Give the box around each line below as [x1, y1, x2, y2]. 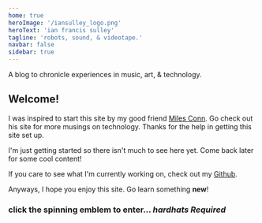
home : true [8, 11, 44, 20]
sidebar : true [8, 48, 55, 56]
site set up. [8, 130, 45, 139]
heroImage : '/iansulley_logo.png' [8, 19, 122, 27]
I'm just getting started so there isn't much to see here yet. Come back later [8, 145, 254, 154]
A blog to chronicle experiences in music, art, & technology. [8, 70, 203, 79]
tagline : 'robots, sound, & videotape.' [8, 33, 144, 42]
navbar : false [8, 41, 55, 49]
